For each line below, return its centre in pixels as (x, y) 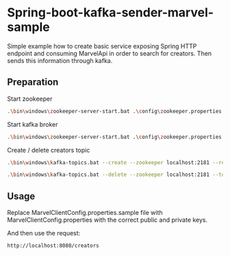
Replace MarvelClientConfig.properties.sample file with (85, 213)
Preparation (33, 82)
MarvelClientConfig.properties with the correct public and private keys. (107, 220)
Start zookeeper (30, 99)
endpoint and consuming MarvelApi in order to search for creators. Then (110, 53)
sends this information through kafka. (60, 60)
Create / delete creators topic (49, 150)
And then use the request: (44, 233)
